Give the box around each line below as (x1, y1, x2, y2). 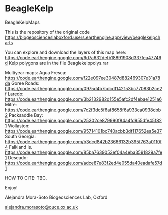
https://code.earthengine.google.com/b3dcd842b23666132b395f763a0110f (5, 138, 162, 145)
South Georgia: (5, 133, 36, 139)
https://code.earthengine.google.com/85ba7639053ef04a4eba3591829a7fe (5, 149, 163, 155)
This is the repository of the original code (5, 29, 90, 35)
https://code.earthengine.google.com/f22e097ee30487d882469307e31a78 (5, 75, 161, 81)
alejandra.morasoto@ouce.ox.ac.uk (5, 204, 78, 210)
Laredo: (8, 91, 24, 97)
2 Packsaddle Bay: (5, 112, 43, 118)
